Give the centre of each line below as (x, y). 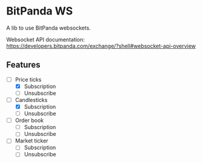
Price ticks (28, 79)
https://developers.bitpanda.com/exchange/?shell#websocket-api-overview (101, 46)
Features (23, 65)
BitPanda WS (40, 11)
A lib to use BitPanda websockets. (49, 28)
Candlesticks (31, 100)
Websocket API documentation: (46, 39)
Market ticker (31, 141)
